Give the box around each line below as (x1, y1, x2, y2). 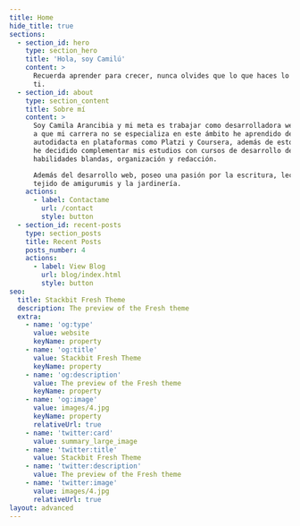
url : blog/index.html (41, 270, 122, 280)
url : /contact (41, 204, 94, 213)
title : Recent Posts (25, 237, 102, 246)
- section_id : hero (17, 38, 90, 47)
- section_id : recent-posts (17, 220, 122, 229)
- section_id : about (17, 88, 94, 97)
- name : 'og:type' (25, 320, 94, 329)
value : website (32, 328, 90, 338)
